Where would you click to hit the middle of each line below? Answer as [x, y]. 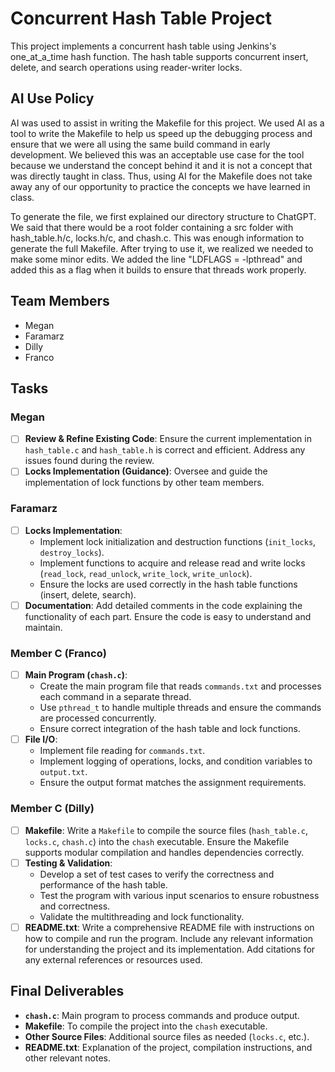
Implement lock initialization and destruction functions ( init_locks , [178, 541]
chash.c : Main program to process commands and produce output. [162, 1015]
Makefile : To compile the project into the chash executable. [146, 1026]
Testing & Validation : [68, 863]
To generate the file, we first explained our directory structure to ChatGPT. [163, 216]
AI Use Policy [52, 98]
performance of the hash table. [103, 884]
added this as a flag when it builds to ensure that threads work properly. [158, 269]
